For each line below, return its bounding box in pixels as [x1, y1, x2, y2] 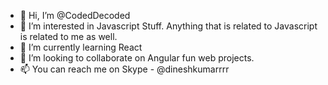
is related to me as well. [19, 31, 118, 42]
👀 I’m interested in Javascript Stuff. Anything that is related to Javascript [19, 20, 318, 32]
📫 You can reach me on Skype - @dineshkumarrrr [19, 63, 230, 75]
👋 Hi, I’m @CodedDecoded [19, 10, 131, 21]
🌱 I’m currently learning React [19, 41, 143, 53]
